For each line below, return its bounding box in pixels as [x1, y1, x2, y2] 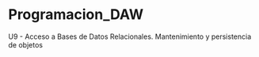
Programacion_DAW [8, 6, 144, 24]
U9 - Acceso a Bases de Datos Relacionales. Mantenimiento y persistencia [8, 32, 252, 41]
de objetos [8, 40, 44, 49]
